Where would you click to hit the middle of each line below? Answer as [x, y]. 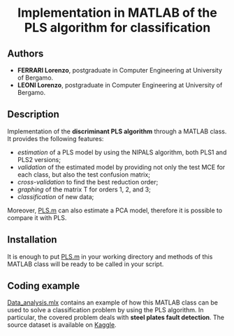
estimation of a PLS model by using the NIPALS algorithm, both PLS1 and [122, 152]
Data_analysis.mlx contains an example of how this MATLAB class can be [113, 302]
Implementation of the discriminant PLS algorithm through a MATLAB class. [117, 131]
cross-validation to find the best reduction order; [88, 182]
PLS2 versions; [39, 159]
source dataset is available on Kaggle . [62, 325]
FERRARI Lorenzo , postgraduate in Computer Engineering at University [119, 70]
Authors [25, 53]
